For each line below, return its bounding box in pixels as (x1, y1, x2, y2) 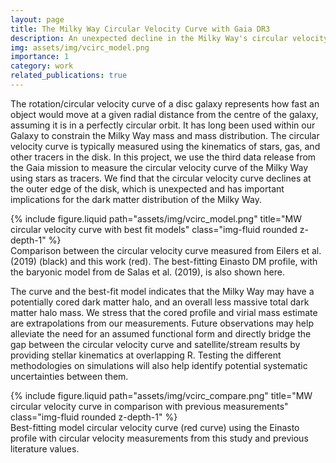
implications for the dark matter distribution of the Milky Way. (10, 193, 262, 205)
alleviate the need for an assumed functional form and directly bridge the (10, 327, 312, 340)
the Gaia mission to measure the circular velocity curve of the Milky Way (10, 161, 309, 173)
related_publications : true (10, 71, 128, 81)
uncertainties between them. (10, 370, 129, 382)
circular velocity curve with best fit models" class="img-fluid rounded (10, 223, 298, 235)
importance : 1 (10, 52, 70, 62)
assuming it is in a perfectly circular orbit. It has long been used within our (10, 119, 316, 131)
